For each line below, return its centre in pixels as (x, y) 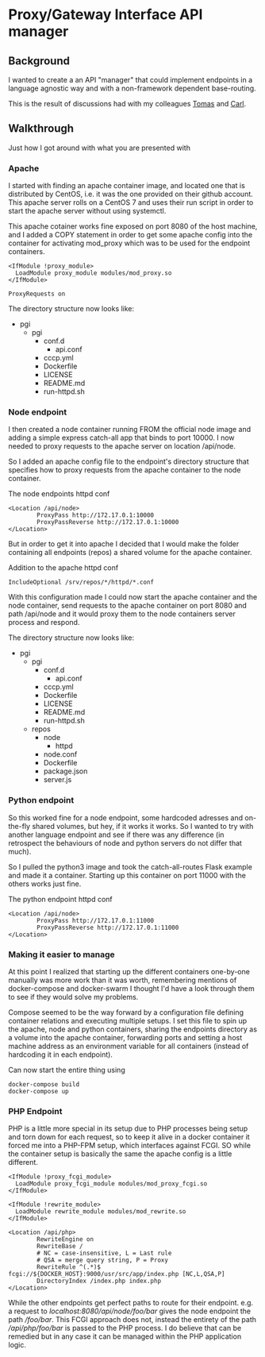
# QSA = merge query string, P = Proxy (103, 1260)
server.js (58, 780)
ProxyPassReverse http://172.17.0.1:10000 (108, 522)
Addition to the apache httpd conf (63, 568)
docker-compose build (44, 1085)
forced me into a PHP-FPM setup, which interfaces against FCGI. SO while (130, 1146)
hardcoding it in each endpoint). (61, 1054)
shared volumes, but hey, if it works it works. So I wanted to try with (142, 826)
